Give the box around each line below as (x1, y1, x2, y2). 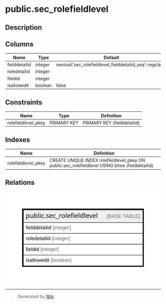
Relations (5, 178, 35, 187)
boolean (35, 82, 52, 88)
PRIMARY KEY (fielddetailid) (82, 120, 140, 126)
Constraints (5, 98, 42, 106)
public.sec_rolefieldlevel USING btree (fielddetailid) (49, 162, 154, 169)
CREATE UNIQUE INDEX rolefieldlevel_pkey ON (49, 157, 145, 163)
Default (103, 54, 120, 60)
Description (5, 23, 42, 32)
